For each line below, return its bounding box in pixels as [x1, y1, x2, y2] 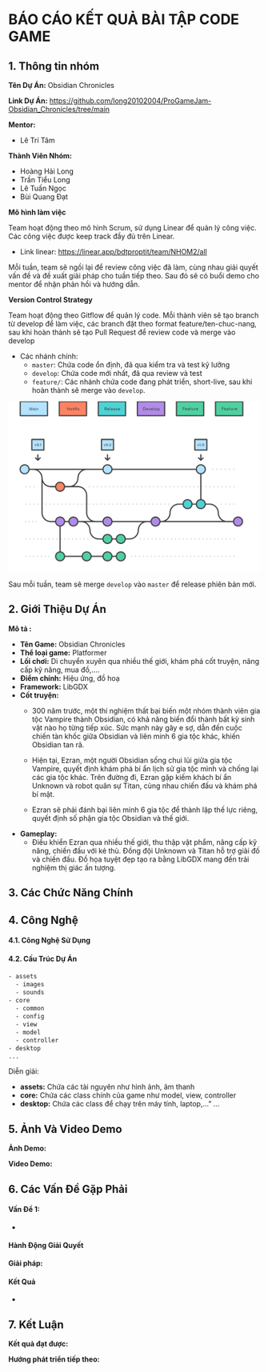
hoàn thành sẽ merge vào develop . [31, 386, 146, 394]
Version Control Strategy [8, 295, 94, 304]
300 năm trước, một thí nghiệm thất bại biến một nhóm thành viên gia [31, 706, 261, 715]
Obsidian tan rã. [31, 739, 85, 750]
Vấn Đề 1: [8, 1205, 40, 1214]
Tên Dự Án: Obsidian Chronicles [8, 81, 114, 90]
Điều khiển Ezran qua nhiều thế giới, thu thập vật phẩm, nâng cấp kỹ [31, 837, 258, 846]
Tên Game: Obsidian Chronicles [19, 639, 126, 649]
